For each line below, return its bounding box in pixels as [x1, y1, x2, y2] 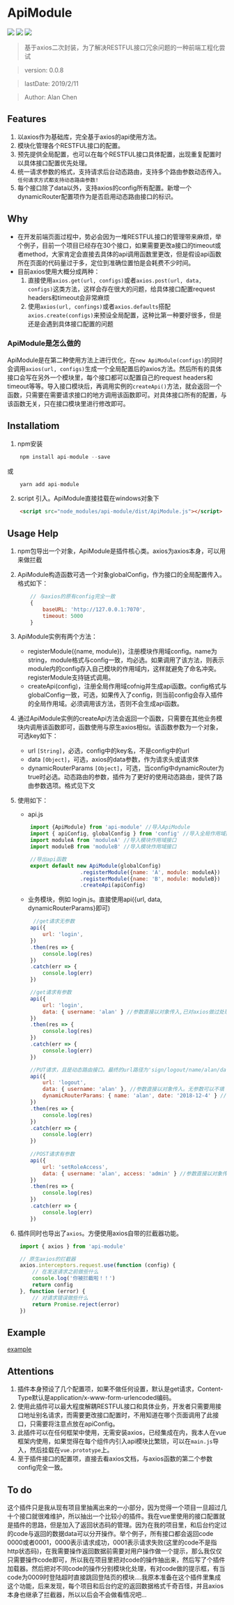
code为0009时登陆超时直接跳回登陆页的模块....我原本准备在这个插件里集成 [7, 1573, 221, 1581]
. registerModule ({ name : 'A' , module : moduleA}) [79, 868, 221, 876]
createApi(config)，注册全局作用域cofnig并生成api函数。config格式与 [27, 682, 227, 691]
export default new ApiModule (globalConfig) [30, 862, 162, 869]
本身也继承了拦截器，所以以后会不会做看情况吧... [7, 1590, 148, 1599]
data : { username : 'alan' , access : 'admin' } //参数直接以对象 [42, 1170, 223, 1177]
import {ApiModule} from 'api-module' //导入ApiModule [30, 824, 190, 831]
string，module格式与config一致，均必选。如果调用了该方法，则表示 [27, 656, 225, 664]
